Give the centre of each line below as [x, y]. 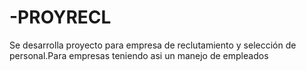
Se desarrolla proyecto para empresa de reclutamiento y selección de [153, 45]
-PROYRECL [60, 17]
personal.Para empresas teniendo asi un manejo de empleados [139, 55]
